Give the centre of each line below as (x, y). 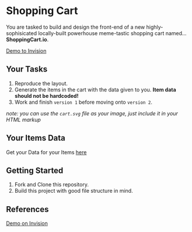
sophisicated (21, 33)
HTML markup (23, 120)
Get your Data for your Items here (46, 152)
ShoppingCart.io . (27, 39)
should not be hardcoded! (46, 95)
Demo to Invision (26, 50)
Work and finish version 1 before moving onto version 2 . (83, 102)
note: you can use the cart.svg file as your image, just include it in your (92, 113)
